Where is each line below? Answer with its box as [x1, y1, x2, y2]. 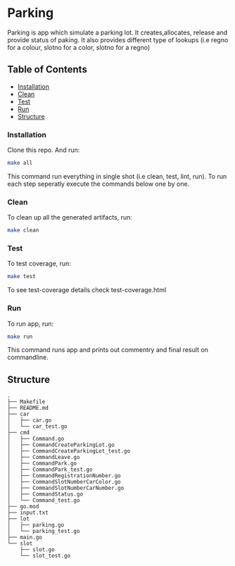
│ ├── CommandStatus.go [7, 491, 83, 498]
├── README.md [7, 405, 49, 412]
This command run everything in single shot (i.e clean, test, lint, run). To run [7, 172, 227, 180]
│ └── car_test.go [7, 423, 68, 430]
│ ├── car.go [7, 417, 52, 424]
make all [7, 160, 33, 167]
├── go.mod [7, 503, 39, 510]
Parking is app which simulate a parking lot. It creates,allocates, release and [7, 28, 227, 37]
